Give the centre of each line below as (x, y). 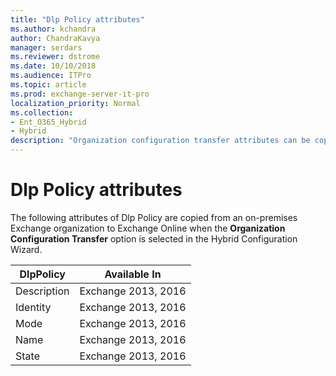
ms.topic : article (48, 85)
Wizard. (26, 249)
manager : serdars (46, 47)
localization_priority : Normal (75, 103)
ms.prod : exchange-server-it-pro (80, 94)
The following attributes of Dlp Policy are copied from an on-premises (154, 217)
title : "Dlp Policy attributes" (77, 19)
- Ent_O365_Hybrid (48, 122)
